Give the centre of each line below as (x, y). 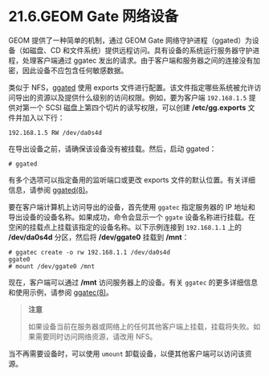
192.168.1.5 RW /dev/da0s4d (55, 133)
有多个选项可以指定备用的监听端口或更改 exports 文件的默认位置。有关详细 (132, 180)
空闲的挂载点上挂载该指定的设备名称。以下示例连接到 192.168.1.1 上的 (125, 227)
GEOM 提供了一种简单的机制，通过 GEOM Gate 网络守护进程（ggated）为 (130, 40)
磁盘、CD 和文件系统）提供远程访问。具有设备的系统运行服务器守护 (141, 50)
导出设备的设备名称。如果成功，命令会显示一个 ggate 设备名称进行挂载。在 (132, 217)
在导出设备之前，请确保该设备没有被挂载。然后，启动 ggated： (112, 149)
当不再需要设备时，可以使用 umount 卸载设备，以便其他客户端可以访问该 (126, 354)
